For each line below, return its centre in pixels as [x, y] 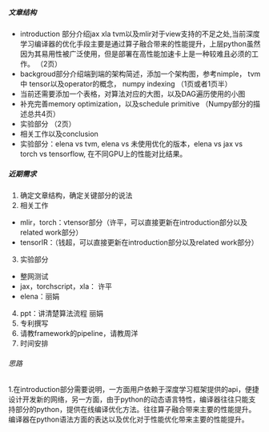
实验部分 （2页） [48, 123]
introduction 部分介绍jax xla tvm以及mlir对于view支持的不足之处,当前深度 [140, 34]
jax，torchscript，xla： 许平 [66, 286]
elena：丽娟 [40, 296]
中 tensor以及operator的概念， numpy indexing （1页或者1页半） [126, 83]
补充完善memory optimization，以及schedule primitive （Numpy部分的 [137, 103]
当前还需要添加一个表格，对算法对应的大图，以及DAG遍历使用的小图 [132, 94]
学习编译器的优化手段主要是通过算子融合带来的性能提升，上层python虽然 [140, 43]
